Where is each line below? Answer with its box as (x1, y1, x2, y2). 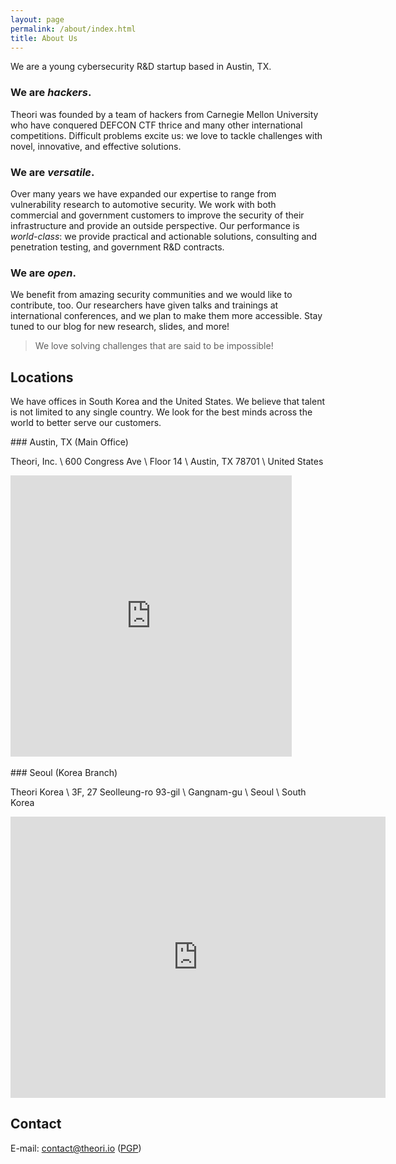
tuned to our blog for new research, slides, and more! (10, 321, 230, 333)
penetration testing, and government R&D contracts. (10, 241, 225, 253)
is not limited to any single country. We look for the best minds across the (10, 406, 313, 418)
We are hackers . (10, 86, 92, 100)
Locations (10, 369, 74, 386)
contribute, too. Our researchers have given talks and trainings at (10, 299, 279, 311)
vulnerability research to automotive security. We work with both (10, 198, 277, 210)
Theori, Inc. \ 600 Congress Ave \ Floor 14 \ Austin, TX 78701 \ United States (10, 456, 324, 468)
